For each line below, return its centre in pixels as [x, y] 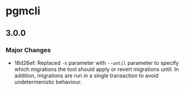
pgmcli [23, 11]
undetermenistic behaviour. [48, 82]
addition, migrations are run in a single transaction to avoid [86, 75]
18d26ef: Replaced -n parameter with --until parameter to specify [96, 63]
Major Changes [28, 50]
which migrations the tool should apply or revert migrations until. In [97, 69]
